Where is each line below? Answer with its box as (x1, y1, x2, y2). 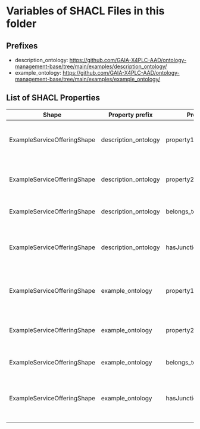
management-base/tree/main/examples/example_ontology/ (14, 76, 161, 82)
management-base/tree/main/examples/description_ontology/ (14, 63, 167, 70)
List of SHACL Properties (6, 93, 100, 103)
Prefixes (6, 41, 38, 51)
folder (6, 17, 37, 30)
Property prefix (108, 111, 153, 119)
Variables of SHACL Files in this (6, 4, 165, 18)
